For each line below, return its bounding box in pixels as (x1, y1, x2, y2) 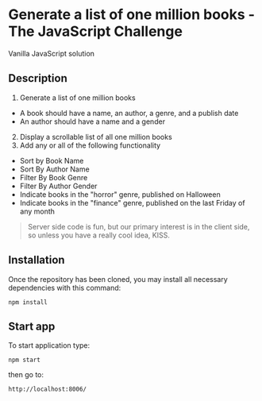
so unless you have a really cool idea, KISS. (27, 230, 171, 240)
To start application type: (8, 341, 91, 350)
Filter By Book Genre (19, 172, 88, 182)
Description (8, 71, 67, 85)
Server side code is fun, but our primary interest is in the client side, (27, 222, 250, 231)
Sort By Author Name (19, 164, 90, 174)
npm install (8, 298, 48, 307)
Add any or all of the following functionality (19, 141, 161, 150)
